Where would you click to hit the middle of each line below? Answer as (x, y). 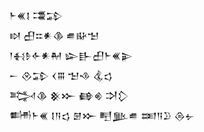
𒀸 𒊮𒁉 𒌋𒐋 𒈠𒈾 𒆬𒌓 (61, 75)
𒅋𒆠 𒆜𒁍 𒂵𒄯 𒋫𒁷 (69, 95)
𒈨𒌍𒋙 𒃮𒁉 (36, 15)
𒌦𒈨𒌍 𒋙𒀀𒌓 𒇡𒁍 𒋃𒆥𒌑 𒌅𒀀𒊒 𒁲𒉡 (102, 115)
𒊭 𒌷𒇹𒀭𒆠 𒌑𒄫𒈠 (54, 35)
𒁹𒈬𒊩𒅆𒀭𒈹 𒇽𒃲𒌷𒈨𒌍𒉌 (71, 55)
